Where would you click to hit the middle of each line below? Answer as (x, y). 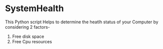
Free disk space (28, 36)
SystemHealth (35, 8)
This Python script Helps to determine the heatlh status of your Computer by (82, 22)
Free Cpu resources (32, 41)
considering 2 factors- (27, 27)
